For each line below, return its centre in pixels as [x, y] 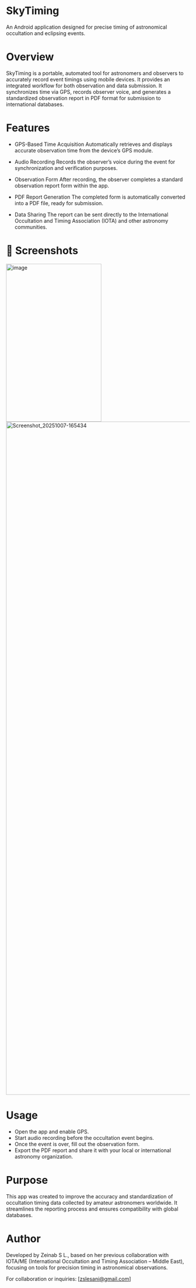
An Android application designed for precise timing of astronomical [87, 27]
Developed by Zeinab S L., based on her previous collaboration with [87, 1255]
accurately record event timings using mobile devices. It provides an [88, 79]
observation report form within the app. [62, 185]
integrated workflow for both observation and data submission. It [84, 86]
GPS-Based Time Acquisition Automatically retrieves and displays [93, 144]
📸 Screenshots [42, 251]
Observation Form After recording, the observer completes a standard [99, 179]
